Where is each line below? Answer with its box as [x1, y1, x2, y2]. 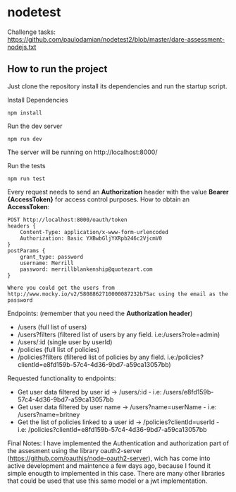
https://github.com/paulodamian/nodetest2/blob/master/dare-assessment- [7, 35, 225, 43]
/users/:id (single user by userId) [17, 337, 113, 346]
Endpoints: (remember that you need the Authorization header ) [7, 309, 193, 317]
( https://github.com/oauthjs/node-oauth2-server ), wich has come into [7, 454, 211, 462]
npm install [7, 109, 42, 117]
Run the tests [7, 161, 46, 170]
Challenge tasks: [7, 28, 56, 36]
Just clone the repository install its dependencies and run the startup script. [7, 82, 228, 90]
